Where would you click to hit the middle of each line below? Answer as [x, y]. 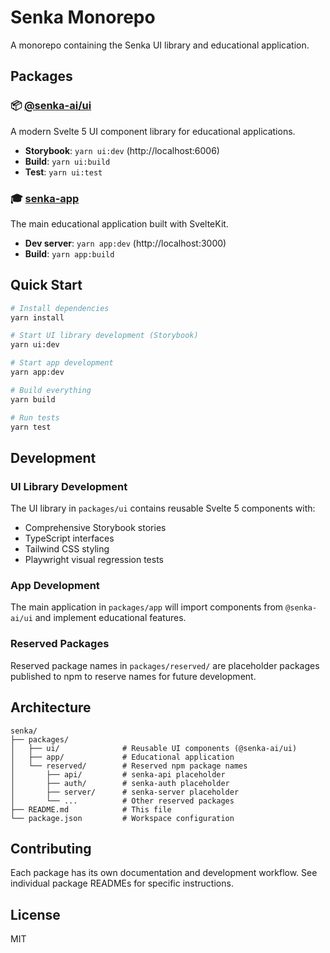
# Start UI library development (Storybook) [104, 336]
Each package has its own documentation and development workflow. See [164, 873]
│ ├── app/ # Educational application [122, 757]
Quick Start [46, 285]
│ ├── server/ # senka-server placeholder [125, 792]
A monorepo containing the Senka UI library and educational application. [160, 45]
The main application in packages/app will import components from [147, 607]
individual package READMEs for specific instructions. [122, 883]
